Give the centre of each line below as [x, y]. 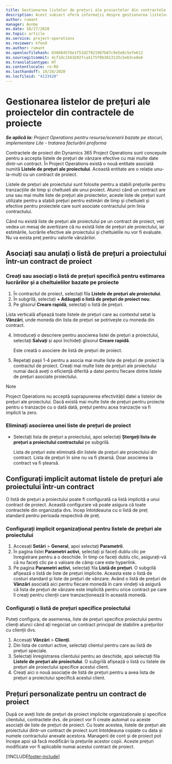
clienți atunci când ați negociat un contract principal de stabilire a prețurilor [85, 625]
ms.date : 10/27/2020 [28, 29]
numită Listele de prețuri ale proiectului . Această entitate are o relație [79, 169]
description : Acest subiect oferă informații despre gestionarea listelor [87, 15]
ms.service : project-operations [40, 39]
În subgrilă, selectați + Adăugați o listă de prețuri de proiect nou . [82, 299]
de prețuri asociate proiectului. [45, 376]
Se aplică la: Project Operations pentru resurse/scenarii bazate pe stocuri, [84, 137]
